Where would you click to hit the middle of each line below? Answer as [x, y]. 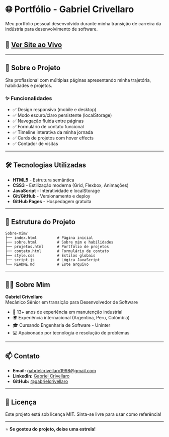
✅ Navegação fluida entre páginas [48, 121]
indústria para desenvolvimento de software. [52, 29]
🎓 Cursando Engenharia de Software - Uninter [61, 325]
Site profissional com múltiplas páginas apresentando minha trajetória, [78, 80]
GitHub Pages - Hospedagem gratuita [52, 201]
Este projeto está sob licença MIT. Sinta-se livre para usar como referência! [83, 414]
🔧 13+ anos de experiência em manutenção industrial [67, 312]
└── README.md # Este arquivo [47, 264]
